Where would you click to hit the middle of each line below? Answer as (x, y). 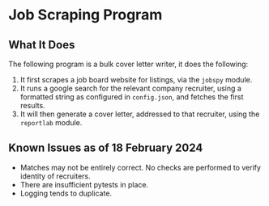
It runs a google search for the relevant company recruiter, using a (130, 88)
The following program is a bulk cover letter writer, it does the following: (128, 64)
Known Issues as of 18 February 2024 (106, 148)
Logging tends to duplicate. (66, 193)
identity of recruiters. (55, 176)
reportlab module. (51, 122)
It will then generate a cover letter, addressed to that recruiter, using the (140, 114)
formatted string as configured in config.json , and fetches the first (132, 97)
